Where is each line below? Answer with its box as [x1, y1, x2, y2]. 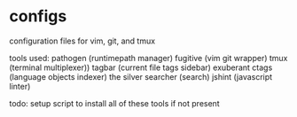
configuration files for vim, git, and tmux [9, 35, 156, 46]
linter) [9, 81, 31, 91]
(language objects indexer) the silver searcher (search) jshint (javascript [9, 71, 273, 82]
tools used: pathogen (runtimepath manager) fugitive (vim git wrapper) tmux [9, 52, 288, 63]
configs [9, 6, 67, 27]
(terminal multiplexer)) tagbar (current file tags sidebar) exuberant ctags [9, 62, 273, 73]
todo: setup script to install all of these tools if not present [9, 97, 220, 108]
